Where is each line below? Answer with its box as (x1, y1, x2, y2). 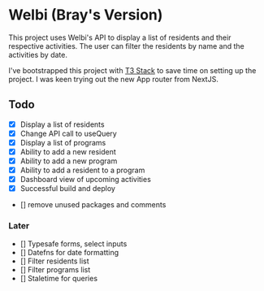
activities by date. (8, 50, 67, 59)
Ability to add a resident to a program (19, 165, 145, 176)
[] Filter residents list (19, 256, 89, 266)
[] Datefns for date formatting (19, 247, 119, 257)
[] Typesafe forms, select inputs (19, 238, 128, 249)
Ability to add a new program (19, 156, 118, 166)
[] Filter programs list (19, 264, 91, 274)
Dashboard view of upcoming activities (19, 175, 152, 185)
